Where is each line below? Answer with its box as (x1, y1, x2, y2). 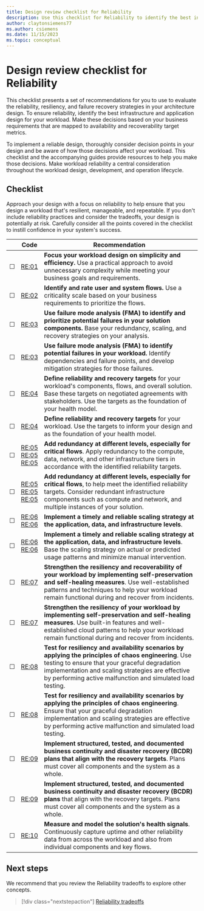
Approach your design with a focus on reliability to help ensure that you (6, 200, 185, 208)
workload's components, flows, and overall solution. (44, 382, 192, 390)
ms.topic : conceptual (6, 37, 61, 43)
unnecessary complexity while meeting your (44, 266, 170, 274)
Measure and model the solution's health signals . (44, 820, 190, 828)
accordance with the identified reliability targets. (44, 462, 182, 470)
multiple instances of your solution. (44, 503, 144, 511)
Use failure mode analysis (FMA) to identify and (44, 309, 186, 317)
